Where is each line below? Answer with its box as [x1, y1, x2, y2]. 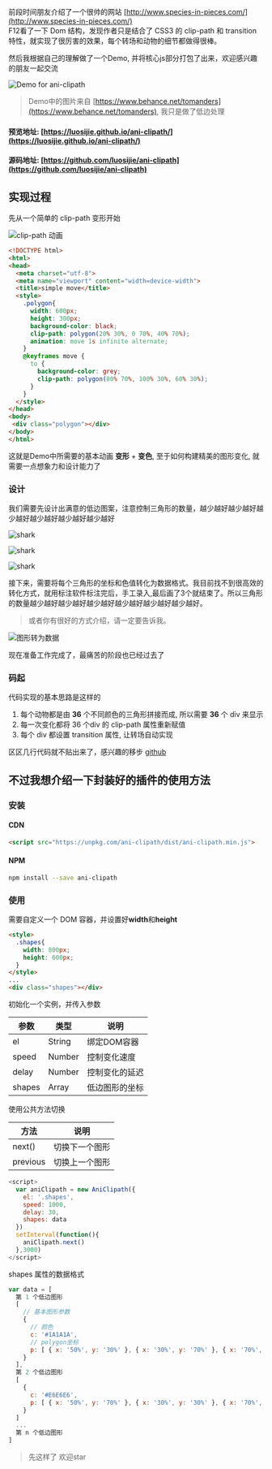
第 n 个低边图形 [15, 1428, 63, 1437]
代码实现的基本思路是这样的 [8, 693, 101, 702]
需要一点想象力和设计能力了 [8, 461, 101, 471]
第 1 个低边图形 [15, 1293, 63, 1301]
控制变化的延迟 [87, 1067, 144, 1078]
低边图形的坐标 [87, 1082, 144, 1094]
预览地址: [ [8, 127, 45, 136]
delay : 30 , [23, 1208, 60, 1216]
